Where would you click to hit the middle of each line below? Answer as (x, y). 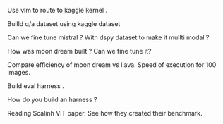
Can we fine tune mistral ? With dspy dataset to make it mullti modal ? (108, 37)
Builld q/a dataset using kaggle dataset (64, 24)
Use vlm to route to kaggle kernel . (58, 10)
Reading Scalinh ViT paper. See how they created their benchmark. (105, 113)
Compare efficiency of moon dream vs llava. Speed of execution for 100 (112, 65)
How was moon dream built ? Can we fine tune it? (79, 51)
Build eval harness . (36, 86)
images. (19, 72)
